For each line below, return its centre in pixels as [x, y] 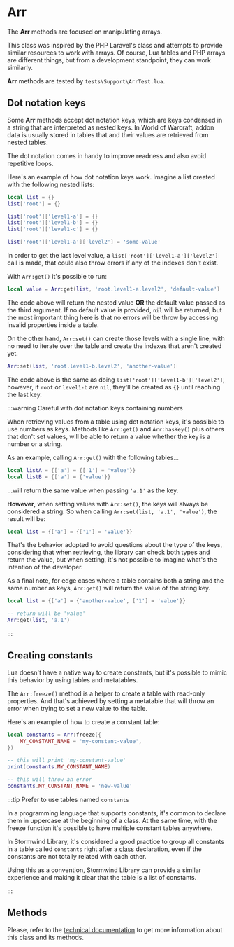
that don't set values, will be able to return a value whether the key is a [109, 436]
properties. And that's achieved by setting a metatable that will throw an [111, 700]
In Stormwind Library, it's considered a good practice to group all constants [116, 841]
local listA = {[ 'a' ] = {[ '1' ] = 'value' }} [72, 470]
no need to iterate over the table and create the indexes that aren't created [115, 346]
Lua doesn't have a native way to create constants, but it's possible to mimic [117, 672]
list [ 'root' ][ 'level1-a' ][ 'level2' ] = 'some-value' [84, 242]
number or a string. [35, 444]
